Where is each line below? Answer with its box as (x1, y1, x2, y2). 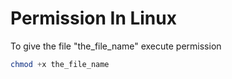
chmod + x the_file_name (10, 59, 110, 69)
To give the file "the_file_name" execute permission (10, 40, 222, 52)
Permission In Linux (10, 7, 177, 30)
